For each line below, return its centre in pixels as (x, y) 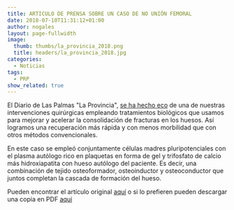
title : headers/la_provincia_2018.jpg (70, 53)
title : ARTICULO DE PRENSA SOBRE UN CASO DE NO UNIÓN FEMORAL (100, 14)
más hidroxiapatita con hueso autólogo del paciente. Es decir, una (102, 163)
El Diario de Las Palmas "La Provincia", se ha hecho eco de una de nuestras (116, 105)
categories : (24, 59)
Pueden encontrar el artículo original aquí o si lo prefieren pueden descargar (117, 192)
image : (17, 40)
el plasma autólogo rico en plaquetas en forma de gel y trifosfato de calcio (114, 156)
